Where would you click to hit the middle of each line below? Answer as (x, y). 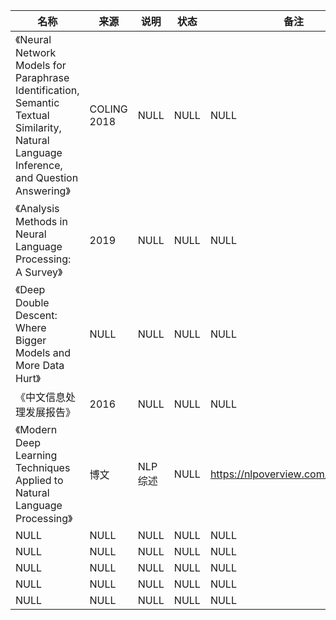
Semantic (37, 102)
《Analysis (37, 208)
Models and (43, 352)
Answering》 (43, 191)
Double (32, 302)
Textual (32, 115)
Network (36, 52)
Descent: (36, 315)
